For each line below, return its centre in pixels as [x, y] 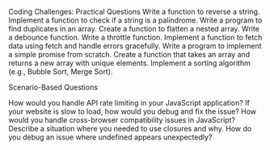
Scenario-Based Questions [53, 87]
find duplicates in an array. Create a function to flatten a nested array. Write [134, 29]
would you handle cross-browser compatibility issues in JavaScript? [122, 120]
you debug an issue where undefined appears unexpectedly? [110, 137]
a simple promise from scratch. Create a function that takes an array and [129, 54]
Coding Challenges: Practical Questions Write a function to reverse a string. [134, 12]
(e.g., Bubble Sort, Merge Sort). [61, 71]
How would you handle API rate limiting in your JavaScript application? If [129, 103]
